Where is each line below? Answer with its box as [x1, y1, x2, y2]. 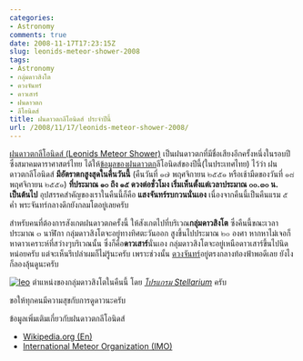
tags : [9, 55, 30, 65]
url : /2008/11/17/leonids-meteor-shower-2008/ [9, 124, 189, 133]
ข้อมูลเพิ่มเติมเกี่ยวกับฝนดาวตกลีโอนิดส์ [9, 313, 126, 324]
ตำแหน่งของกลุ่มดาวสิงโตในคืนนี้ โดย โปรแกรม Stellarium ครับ [31, 276, 227, 287]
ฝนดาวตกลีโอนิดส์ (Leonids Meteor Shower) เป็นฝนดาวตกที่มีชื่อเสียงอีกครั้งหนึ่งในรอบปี [9, 148, 291, 159]
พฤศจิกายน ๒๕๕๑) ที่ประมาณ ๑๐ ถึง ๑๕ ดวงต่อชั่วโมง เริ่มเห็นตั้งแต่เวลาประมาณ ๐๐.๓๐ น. [9, 179, 278, 189]
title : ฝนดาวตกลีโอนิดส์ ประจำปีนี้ [9, 115, 112, 124]
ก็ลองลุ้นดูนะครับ [9, 258, 59, 269]
